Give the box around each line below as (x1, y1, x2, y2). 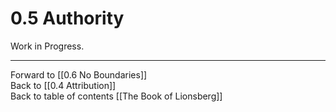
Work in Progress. (10, 40, 85, 52)
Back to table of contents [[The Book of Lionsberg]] (10, 90, 223, 102)
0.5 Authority (10, 7, 125, 30)
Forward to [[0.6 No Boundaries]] (10, 68, 148, 81)
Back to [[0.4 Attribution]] (10, 79, 117, 91)
